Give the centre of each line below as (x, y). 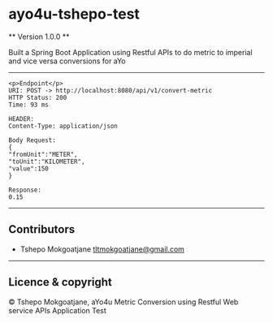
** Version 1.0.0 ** (39, 37)
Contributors (42, 229)
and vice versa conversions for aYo (67, 61)
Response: (25, 190)
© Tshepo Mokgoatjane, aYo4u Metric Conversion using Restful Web (123, 302)
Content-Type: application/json (63, 126)
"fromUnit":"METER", (43, 154)
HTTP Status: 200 (38, 97)
